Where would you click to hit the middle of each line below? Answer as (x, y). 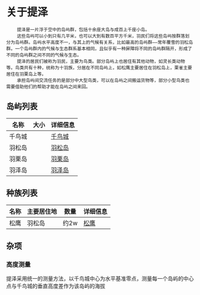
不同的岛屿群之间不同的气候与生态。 (44, 55)
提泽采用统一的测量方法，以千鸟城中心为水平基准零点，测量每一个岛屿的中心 (100, 279)
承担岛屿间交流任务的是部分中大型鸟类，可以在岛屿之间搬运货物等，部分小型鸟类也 (103, 80)
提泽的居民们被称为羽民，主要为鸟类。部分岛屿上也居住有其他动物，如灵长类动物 (101, 61)
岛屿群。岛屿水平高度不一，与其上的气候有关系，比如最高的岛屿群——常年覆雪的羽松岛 (104, 42)
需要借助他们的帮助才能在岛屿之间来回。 (48, 87)
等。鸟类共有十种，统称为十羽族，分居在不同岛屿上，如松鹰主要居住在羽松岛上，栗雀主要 (99, 67)
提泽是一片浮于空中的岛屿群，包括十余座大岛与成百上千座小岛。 (83, 30)
